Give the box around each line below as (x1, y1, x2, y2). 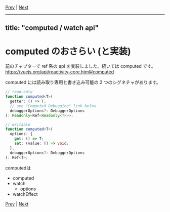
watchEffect (12, 191, 38, 197)
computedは (5, 164, 31, 171)
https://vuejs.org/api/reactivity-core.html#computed (5, 69, 114, 75)
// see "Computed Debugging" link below (10, 103, 96, 108)
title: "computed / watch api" (5, 24, 99, 32)
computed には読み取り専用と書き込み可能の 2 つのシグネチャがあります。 (5, 79, 161, 86)
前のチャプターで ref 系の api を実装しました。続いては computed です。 (5, 63, 156, 69)
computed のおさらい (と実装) (5, 46, 131, 57)
